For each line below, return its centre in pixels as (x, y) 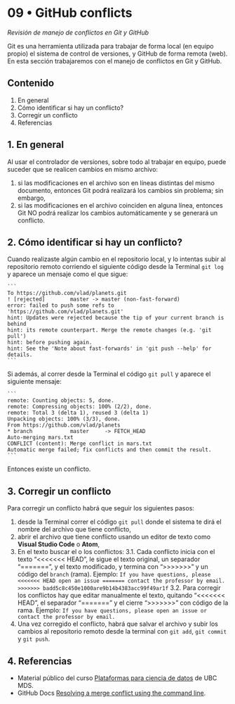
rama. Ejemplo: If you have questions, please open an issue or (112, 610)
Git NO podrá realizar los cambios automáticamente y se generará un (117, 213)
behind (17, 324)
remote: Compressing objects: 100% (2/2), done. (80, 407)
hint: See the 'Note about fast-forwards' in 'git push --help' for (109, 349)
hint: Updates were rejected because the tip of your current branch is (116, 318)
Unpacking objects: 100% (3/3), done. (64, 419)
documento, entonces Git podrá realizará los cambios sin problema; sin (120, 190)
